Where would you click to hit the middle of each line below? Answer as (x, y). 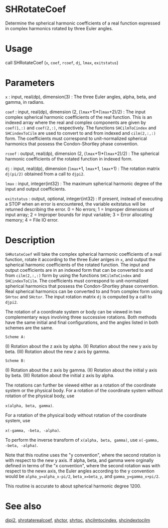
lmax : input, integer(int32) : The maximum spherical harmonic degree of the (84, 184)
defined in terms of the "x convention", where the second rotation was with (83, 465)
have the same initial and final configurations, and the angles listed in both (82, 322)
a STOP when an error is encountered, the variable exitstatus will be (75, 204)
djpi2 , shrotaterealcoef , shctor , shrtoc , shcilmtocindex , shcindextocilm (78, 520)
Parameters (30, 83)
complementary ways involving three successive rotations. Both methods (81, 317)
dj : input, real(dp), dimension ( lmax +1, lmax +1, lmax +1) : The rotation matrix (82, 168)
